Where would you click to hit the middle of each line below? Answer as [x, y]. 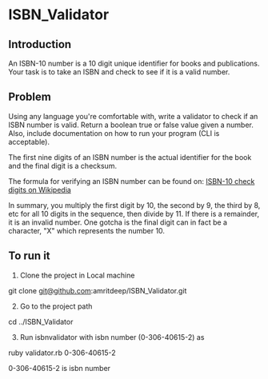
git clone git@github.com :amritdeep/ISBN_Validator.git [98, 290]
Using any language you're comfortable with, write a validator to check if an [133, 116]
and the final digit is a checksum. [63, 166]
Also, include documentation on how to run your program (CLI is [114, 133]
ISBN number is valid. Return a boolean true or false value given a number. [131, 125]
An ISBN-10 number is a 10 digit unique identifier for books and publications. [134, 63]
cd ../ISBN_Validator [41, 321]
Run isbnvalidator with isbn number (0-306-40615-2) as [112, 337]
